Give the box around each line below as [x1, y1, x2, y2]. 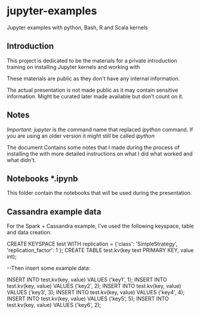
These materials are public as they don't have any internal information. [7, 74, 180, 82]
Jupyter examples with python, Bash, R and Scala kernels [7, 24, 148, 31]
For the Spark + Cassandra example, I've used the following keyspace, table [7, 222, 195, 230]
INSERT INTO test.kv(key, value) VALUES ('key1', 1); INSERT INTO [7, 276, 167, 284]
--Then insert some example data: [7, 265, 91, 272]
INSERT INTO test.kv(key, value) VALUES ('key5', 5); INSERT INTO [7, 295, 170, 302]
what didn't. [7, 156, 36, 163]
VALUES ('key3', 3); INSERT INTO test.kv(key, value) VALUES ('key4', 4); [7, 289, 185, 296]
